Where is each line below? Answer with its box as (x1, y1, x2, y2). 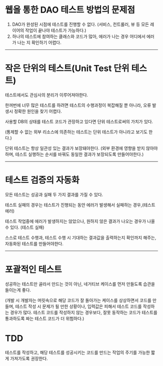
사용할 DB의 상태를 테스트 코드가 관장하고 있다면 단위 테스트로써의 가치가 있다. (5, 118, 153, 124)
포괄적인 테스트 (5, 264, 62, 275)
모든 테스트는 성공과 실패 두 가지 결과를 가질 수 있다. (5, 191, 103, 197)
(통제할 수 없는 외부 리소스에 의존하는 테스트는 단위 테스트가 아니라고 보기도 (5, 129, 148, 135)
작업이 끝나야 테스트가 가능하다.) (25, 27, 86, 33)
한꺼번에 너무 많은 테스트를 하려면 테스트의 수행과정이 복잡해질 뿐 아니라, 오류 (5, 102, 151, 108)
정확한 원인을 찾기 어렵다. (14, 108, 62, 114)
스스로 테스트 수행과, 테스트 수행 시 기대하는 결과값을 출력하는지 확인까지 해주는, (5, 235, 157, 240)
